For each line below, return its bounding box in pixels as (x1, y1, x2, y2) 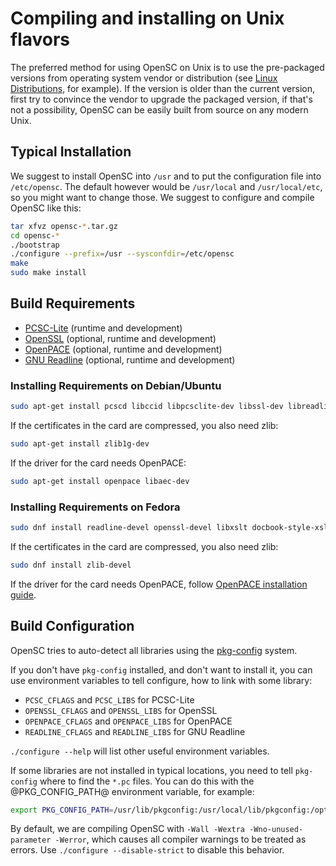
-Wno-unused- (249, 825, 304, 835)
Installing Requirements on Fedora (10, 500, 181, 514)
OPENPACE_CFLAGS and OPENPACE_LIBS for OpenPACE (24, 715, 233, 727)
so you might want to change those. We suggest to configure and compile (10, 191, 315, 203)
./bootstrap (10, 240, 60, 250)
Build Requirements (10, 295, 136, 312)
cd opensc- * (10, 230, 60, 241)
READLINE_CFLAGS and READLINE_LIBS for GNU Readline (24, 725, 246, 737)
